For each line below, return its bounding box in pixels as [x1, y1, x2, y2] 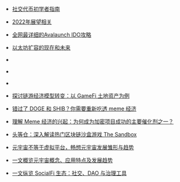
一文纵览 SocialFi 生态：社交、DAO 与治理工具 [11, 169, 127, 177]
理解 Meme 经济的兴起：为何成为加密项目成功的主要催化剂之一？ [11, 118, 174, 125]
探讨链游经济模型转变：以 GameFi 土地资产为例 [11, 92, 130, 99]
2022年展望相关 [11, 18, 53, 25]
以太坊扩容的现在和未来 [11, 44, 71, 51]
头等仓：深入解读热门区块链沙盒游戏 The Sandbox [11, 131, 137, 138]
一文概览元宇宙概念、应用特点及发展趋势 [11, 157, 113, 164]
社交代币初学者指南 [11, 5, 60, 12]
